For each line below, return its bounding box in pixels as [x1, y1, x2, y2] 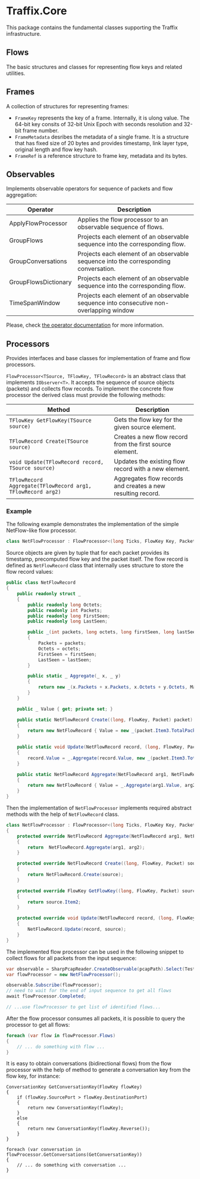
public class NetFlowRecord [6, 580, 76, 586]
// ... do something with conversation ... [17, 1162, 127, 1168]
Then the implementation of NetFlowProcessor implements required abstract [6, 805, 192, 812]
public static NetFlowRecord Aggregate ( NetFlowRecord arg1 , [17, 771, 169, 777]
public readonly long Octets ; [27, 602, 102, 608]
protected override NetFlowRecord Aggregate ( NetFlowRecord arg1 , [17, 833, 183, 839]
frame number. [23, 127, 59, 134]
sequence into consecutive [77, 299, 154, 307]
